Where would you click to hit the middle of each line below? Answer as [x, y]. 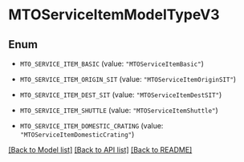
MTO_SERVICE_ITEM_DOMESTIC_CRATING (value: [91, 126]
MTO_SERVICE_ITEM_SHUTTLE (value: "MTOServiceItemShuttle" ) [119, 110]
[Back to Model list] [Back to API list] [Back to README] [100, 150]
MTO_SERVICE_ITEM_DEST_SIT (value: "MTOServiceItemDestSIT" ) [121, 95]
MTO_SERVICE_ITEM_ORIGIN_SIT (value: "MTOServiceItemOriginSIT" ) [128, 79]
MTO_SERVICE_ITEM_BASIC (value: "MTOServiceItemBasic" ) [112, 63]
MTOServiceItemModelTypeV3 [114, 15]
